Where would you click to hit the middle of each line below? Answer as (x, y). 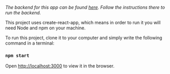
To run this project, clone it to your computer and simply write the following (84, 38)
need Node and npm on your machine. (45, 28)
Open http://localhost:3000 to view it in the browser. (60, 66)
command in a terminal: (30, 43)
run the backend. (23, 13)
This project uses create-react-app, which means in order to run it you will (83, 23)
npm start (17, 55)
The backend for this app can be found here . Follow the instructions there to (85, 7)
